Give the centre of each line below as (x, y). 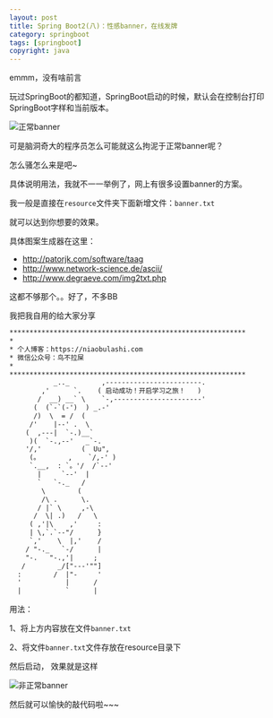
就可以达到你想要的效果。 (56, 222)
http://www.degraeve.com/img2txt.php (94, 278)
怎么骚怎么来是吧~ (43, 165)
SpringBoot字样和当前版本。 (61, 108)
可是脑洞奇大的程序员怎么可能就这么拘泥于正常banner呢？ (116, 146)
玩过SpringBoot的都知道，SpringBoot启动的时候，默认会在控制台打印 (137, 97)
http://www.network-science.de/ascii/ (92, 269)
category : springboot (50, 34)
